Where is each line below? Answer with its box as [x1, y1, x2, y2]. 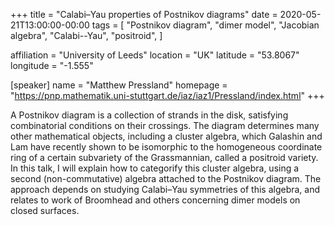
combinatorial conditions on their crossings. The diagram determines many [10, 120, 320, 131]
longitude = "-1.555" [10, 60, 94, 71]
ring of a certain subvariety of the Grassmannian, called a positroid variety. [10, 152, 319, 163]
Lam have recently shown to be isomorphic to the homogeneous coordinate [10, 141, 323, 153]
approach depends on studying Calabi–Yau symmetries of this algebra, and [10, 184, 321, 195]
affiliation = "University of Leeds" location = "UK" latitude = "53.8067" [10, 49, 300, 61]
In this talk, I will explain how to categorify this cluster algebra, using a [10, 162, 300, 174]
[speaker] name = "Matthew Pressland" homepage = [10, 79, 228, 91]
